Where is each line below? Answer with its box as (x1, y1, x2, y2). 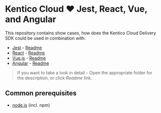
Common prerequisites (5, 89, 77, 97)
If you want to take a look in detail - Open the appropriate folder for (17, 69, 153, 75)
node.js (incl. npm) (12, 102, 50, 108)
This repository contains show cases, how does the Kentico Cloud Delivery (5, 30, 157, 36)
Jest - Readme (12, 45, 43, 50)
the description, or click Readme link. (17, 75, 92, 81)
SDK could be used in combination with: (5, 35, 86, 41)
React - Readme (12, 50, 45, 56)
